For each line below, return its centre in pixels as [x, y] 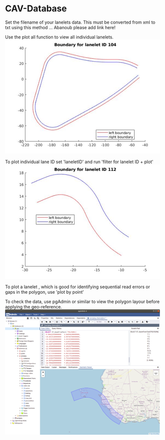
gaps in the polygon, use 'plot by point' [45, 292]
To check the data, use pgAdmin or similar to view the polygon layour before [82, 302]
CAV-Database [36, 9]
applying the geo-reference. [34, 306]
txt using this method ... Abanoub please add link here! [60, 27]
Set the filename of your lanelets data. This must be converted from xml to [80, 22]
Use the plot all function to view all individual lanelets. [59, 37]
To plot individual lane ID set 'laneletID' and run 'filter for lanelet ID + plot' [79, 162]
